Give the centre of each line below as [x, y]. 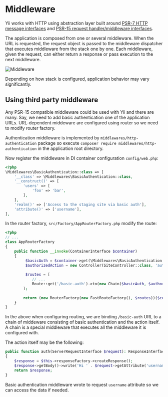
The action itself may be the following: [44, 342]
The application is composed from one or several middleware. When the [79, 38]
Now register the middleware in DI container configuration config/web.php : [82, 158]
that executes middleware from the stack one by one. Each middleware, [79, 49]
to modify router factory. [30, 128]
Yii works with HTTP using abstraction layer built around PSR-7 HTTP [76, 23]
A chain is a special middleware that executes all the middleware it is [76, 327]
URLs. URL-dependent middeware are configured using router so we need [82, 123]
